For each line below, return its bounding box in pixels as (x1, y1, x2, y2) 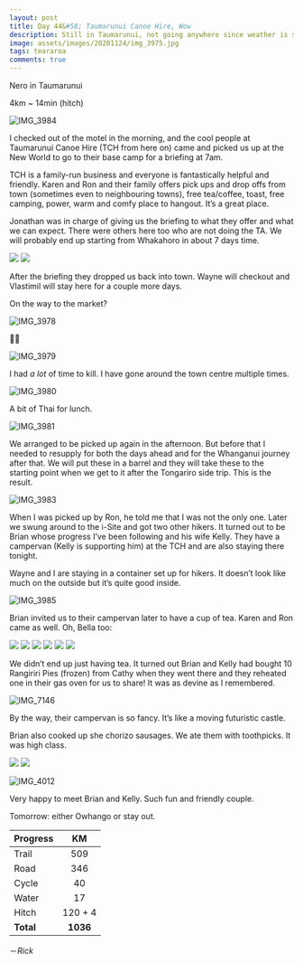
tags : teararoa (9, 47, 67, 56)
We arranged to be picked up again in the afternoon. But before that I (9, 439, 266, 448)
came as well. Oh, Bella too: (9, 622, 113, 633)
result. (9, 477, 33, 487)
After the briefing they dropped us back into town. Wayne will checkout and (9, 271, 290, 281)
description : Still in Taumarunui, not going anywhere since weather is (9, 30, 289, 39)
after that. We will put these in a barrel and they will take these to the (9, 458, 264, 468)
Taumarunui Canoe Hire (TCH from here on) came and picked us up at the (9, 142, 284, 153)
